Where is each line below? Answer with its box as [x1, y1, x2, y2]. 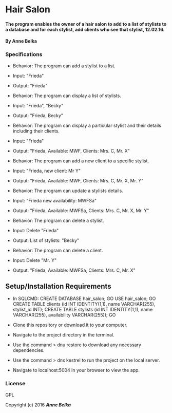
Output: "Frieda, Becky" [12, 112, 63, 119]
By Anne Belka [5, 38, 37, 44]
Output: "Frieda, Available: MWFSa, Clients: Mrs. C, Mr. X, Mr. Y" [12, 207, 149, 214]
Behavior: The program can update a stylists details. [12, 187, 123, 194]
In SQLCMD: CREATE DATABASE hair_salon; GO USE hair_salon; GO [12, 295, 156, 302]
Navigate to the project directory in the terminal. [12, 332, 114, 338]
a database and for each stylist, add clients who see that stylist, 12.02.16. [5, 26, 165, 32]
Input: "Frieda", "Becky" [12, 102, 64, 108]
